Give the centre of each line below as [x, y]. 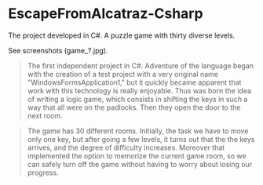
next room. [45, 115]
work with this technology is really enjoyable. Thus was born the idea [139, 90]
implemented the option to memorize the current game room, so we [137, 156]
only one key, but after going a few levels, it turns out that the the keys [141, 139]
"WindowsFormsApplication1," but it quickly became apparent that [134, 82]
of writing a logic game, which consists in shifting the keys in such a [137, 99]
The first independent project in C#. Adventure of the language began [140, 65]
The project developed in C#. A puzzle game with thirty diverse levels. [122, 35]
